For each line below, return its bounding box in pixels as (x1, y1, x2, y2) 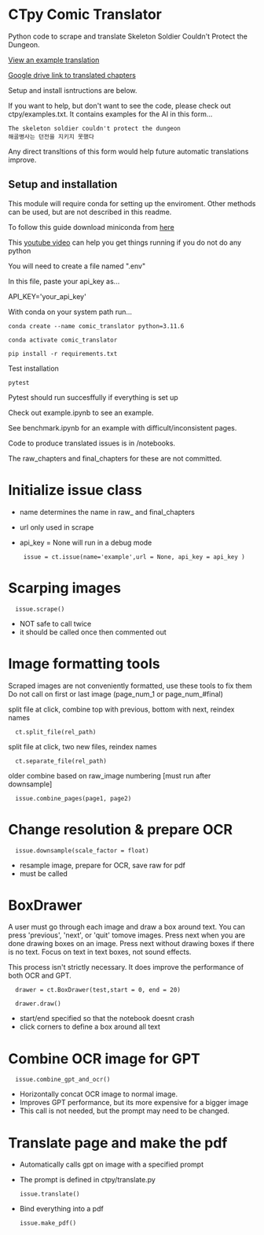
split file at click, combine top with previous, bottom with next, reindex (8, 704, 235, 714)
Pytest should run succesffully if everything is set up (8, 392, 178, 402)
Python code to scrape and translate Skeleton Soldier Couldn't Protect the (8, 31, 247, 41)
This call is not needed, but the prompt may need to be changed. (19, 1106, 230, 1115)
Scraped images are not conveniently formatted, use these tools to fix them (8, 681, 253, 690)
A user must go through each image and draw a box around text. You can (8, 923, 246, 932)
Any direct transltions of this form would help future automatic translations (8, 146, 249, 156)
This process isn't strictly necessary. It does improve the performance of (8, 963, 244, 972)
